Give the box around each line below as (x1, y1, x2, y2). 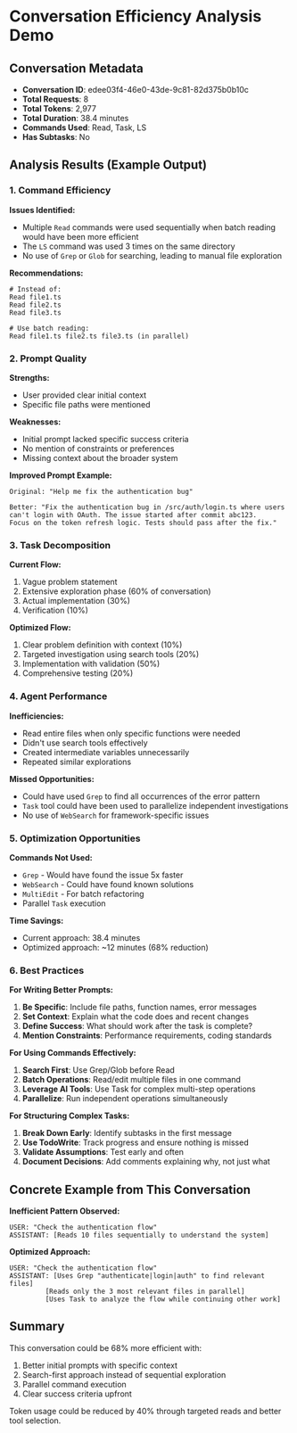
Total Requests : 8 (21, 94, 89, 104)
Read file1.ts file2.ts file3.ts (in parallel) (9, 332, 190, 341)
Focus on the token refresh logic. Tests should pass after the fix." (9, 518, 277, 527)
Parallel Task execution (21, 898, 106, 909)
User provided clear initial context (21, 390, 147, 400)
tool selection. (9, 1415, 62, 1426)
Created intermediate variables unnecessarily (21, 746, 190, 757)
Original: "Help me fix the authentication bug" (9, 487, 194, 496)
